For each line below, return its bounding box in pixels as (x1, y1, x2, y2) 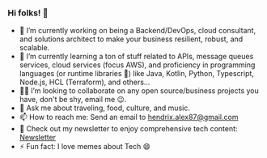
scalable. (19, 43, 50, 53)
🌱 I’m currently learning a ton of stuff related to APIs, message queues (19, 52, 254, 62)
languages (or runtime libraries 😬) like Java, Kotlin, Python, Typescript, (19, 69, 254, 79)
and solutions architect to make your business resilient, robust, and (19, 34, 244, 44)
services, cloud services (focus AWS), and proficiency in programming (19, 60, 256, 70)
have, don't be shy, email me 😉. (19, 95, 127, 105)
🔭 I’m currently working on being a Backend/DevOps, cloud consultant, (19, 26, 256, 36)
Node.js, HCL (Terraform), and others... (19, 77, 150, 88)
